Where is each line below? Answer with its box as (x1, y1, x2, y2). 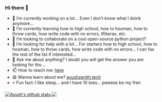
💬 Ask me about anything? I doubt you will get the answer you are (12, 57, 144, 63)
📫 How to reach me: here (12, 68, 64, 73)
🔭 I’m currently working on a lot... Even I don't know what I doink (12, 16, 141, 21)
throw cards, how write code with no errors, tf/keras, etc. (12, 31, 126, 37)
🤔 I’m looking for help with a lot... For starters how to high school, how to (12, 41, 158, 47)
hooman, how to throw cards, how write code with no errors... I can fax (12, 46, 155, 52)
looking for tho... (12, 62, 45, 68)
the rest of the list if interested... (12, 51, 76, 57)
